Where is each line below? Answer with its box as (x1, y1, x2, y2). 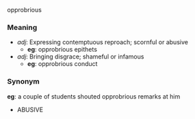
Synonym (7, 77, 40, 86)
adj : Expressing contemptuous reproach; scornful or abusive (16, 38, 188, 46)
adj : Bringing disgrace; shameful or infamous (16, 52, 144, 61)
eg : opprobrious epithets (27, 46, 98, 54)
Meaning (7, 22, 38, 32)
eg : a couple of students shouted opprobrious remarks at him (7, 92, 181, 101)
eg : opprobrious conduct (27, 60, 98, 68)
